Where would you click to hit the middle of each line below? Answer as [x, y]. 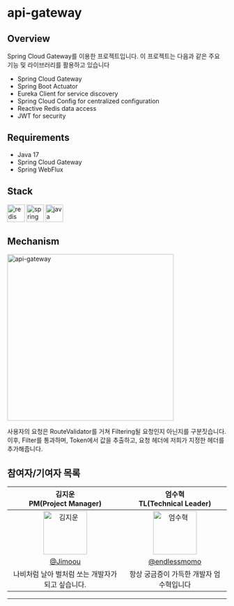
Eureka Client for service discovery [68, 93]
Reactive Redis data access [57, 108]
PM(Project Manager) [65, 503]
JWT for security [41, 116]
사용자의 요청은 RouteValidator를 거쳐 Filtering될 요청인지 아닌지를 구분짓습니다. [117, 432]
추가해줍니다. [25, 449]
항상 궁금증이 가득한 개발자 [171, 575]
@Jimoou [65, 561]
